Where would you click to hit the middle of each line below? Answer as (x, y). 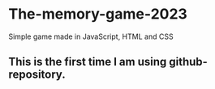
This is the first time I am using (88, 62)
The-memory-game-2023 (98, 14)
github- (189, 62)
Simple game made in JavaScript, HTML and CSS (91, 36)
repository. (37, 75)
